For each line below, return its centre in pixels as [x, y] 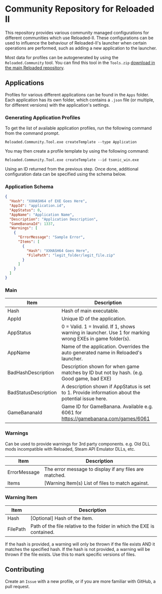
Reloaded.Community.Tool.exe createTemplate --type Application [71, 142]
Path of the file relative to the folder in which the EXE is [93, 526]
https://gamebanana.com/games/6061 [106, 419]
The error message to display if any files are [94, 469]
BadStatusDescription [32, 392]
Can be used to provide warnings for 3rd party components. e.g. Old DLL [78, 444]
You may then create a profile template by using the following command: [77, 151]
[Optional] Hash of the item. [62, 518]
